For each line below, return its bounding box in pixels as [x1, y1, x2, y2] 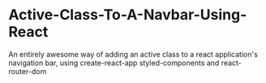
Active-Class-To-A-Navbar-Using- [8, 6, 247, 24]
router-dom [8, 66, 47, 76]
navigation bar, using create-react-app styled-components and [8, 58, 220, 68]
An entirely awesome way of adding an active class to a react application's [8, 49, 258, 59]
